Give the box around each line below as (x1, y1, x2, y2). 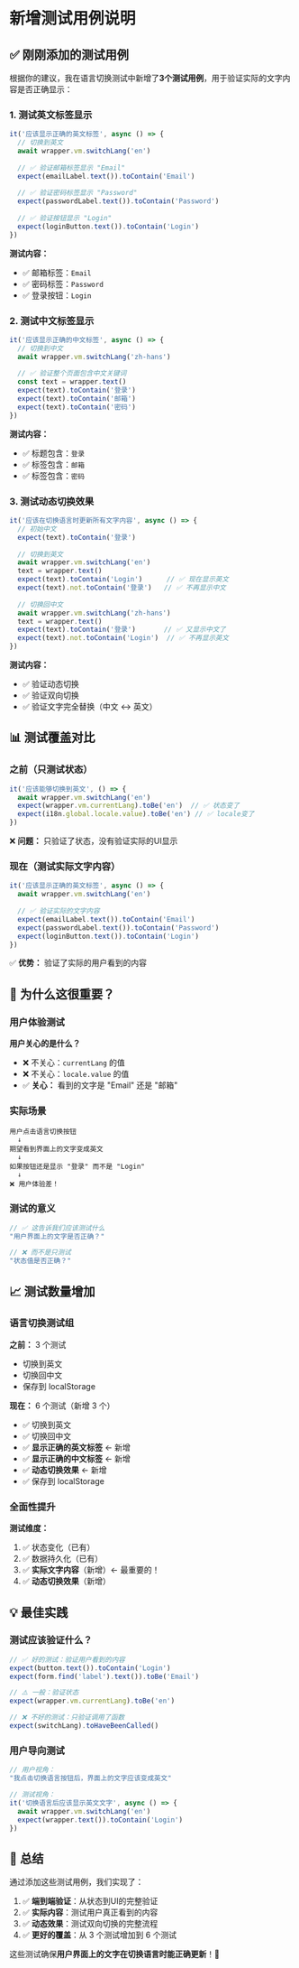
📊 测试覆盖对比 (9, 730, 96, 746)
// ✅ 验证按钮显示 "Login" (17, 214, 113, 223)
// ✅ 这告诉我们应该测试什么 (9, 1223, 105, 1232)
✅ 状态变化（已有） (22, 1542, 95, 1553)
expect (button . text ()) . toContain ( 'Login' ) (9, 1663, 171, 1673)
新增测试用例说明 (9, 8, 137, 29)
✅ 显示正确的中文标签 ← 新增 (22, 1453, 131, 1463)
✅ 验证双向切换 (22, 690, 79, 701)
